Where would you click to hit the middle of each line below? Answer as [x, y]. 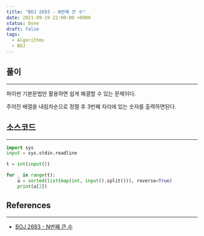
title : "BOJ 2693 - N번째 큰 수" [46, 12]
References [29, 205]
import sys [20, 147]
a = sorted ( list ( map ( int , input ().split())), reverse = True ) [95, 181]
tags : [13, 35]
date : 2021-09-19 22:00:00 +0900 [49, 18]
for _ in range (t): [31, 175]
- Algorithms [28, 40]
